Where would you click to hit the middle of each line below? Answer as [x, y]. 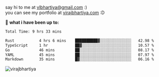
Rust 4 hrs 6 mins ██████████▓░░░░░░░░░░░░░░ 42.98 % [80, 41]
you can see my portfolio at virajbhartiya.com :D [55, 13]
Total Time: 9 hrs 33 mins [33, 32]
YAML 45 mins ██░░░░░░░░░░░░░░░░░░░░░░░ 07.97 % [80, 55]
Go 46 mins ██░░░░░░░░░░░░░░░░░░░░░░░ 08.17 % [80, 50]
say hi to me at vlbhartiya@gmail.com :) [46, 7]
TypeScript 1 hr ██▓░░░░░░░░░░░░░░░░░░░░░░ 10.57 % [80, 45]
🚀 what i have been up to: [32, 22]
